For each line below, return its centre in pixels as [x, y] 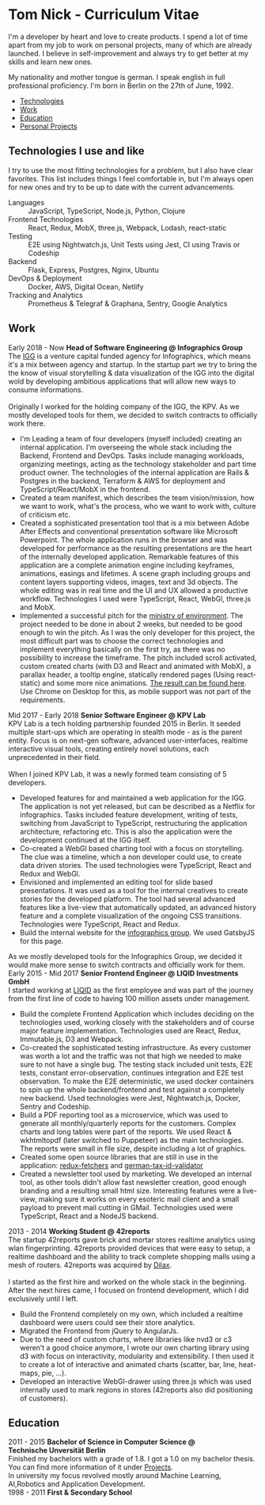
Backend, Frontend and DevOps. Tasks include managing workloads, [132, 455]
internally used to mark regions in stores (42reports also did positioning [136, 1389]
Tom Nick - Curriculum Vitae [104, 15]
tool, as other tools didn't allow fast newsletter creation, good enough [133, 1182]
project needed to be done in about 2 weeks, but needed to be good [131, 624]
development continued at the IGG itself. [85, 840]
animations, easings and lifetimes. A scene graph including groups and [135, 573]
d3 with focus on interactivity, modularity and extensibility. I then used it [137, 1356]
